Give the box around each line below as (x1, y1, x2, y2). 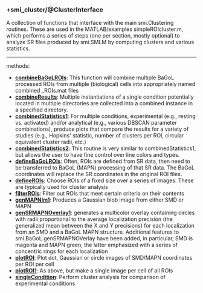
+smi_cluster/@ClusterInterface (6, 5, 104, 14)
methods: (6, 62, 30, 70)
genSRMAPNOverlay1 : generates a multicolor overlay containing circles (14, 209, 195, 217)
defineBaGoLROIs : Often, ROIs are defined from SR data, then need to (14, 157, 190, 165)
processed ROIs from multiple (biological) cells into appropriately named (14, 81, 196, 88)
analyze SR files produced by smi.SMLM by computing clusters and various (6, 39, 195, 46)
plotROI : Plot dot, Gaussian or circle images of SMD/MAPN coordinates (14, 254, 193, 262)
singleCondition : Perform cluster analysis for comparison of (14, 274, 166, 281)
